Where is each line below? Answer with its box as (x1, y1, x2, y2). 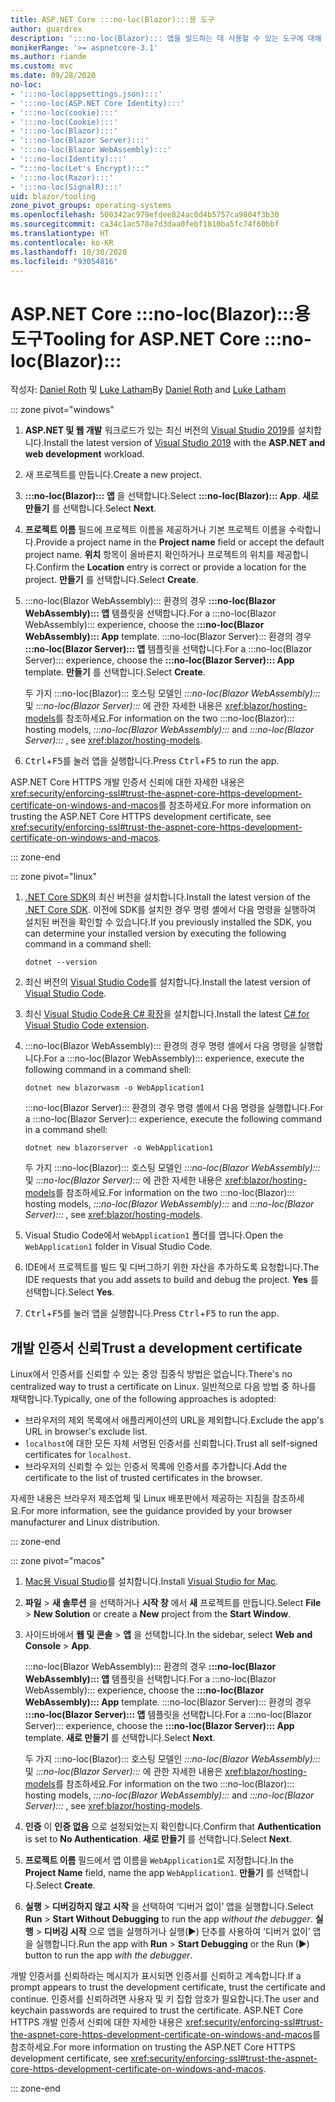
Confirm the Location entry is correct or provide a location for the (35, 561, 307, 573)
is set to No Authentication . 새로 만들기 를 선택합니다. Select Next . (24, 1833, 293, 1845)
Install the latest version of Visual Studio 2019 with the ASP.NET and (43, 437, 326, 449)
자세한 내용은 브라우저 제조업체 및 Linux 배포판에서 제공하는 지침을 (10, 1492, 270, 1505)
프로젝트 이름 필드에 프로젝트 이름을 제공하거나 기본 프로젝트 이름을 (24, 524, 287, 536)
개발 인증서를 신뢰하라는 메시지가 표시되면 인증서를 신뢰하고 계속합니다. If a (10, 1970, 302, 1982)
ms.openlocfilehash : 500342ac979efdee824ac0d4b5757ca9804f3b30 (10, 210, 280, 220)
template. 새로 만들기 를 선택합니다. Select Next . (24, 1732, 216, 1744)
